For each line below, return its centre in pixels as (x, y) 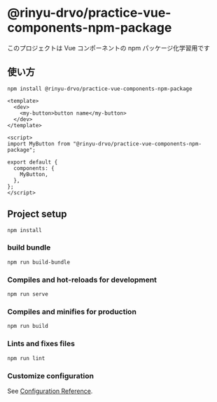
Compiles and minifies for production (72, 312)
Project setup (37, 214)
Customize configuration (51, 375)
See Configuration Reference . (50, 391)
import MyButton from (39, 144)
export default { (33, 162)
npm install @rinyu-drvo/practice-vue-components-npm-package (100, 89)
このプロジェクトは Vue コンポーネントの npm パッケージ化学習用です (108, 48)
